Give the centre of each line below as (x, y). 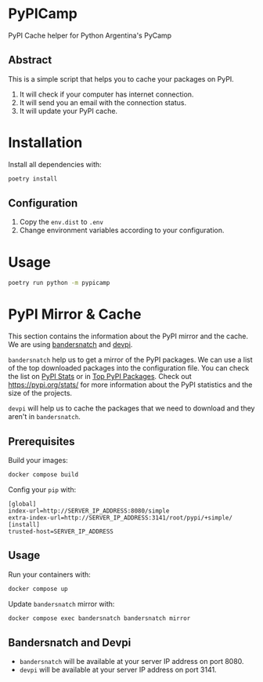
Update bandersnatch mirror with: (61, 604)
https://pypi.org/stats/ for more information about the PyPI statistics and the (130, 385)
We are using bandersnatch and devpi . (70, 345)
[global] (22, 504)
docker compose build (43, 474)
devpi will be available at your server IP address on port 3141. (118, 670)
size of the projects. (40, 393)
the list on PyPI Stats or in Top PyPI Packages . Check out (100, 377)
